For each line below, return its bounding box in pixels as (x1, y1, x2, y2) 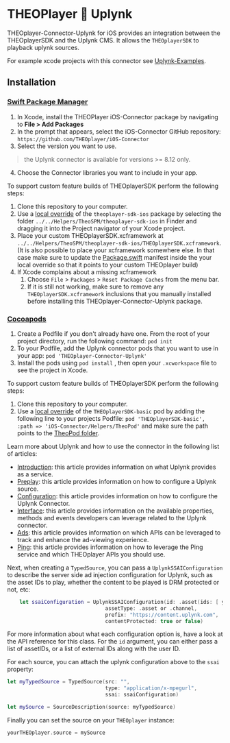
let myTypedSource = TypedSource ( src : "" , (7, 679, 130, 685)
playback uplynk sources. (7, 43, 80, 51)
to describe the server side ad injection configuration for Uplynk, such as (7, 570, 214, 578)
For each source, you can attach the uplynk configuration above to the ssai (7, 658, 220, 666)
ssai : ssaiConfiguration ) (105, 692, 179, 698)
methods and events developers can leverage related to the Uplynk (16, 513, 207, 522)
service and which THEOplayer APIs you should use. (16, 550, 166, 558)
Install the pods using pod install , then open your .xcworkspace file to (16, 358, 217, 367)
